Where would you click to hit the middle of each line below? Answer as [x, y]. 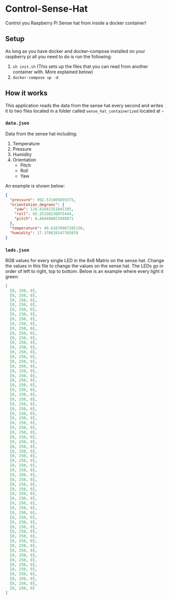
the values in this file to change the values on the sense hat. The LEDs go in [84, 266]
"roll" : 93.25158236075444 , [44, 214]
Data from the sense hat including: [41, 134]
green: [12, 276]
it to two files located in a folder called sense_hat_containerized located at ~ [84, 111]
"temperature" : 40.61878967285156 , [47, 228]
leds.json [17, 250]
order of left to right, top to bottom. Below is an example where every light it [84, 271]
